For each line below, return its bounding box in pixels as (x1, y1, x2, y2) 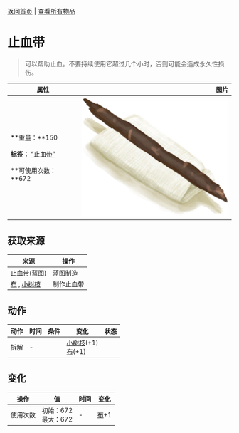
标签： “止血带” (10, 150, 55, 158)
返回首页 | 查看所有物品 (7, 7, 76, 15)
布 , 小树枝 (10, 279, 41, 288)
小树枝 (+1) (66, 338, 99, 347)
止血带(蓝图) (10, 268, 47, 277)
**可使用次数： (10, 166, 57, 174)
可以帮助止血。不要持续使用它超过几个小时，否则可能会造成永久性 (24, 59, 218, 68)
